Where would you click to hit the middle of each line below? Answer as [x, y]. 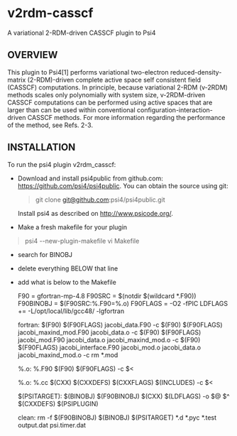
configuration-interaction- [175, 110]
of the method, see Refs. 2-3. [50, 125]
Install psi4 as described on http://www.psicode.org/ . [95, 213]
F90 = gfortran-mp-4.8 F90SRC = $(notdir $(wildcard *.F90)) [107, 295]
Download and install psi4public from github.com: [90, 178]
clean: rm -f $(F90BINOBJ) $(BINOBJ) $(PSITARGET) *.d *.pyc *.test [117, 418]
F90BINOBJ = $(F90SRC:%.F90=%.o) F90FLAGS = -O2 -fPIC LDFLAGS [123, 303]
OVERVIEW [33, 55]
